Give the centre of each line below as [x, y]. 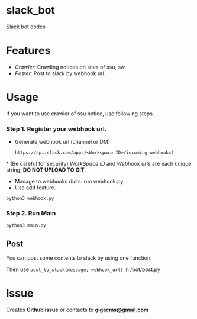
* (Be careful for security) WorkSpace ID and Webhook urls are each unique [99, 164]
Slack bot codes [26, 27]
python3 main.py [26, 225]
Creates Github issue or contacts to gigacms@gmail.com [77, 310]
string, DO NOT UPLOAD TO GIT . [46, 170]
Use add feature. [35, 188]
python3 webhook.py [30, 199]
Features [28, 51]
